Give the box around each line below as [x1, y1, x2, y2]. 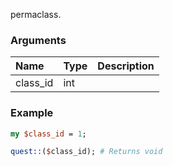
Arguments [10, 33, 67, 47]
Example [10, 106, 54, 120]
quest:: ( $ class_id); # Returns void [10, 147, 163, 157]
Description [97, 59, 155, 73]
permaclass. [10, 9, 62, 20]
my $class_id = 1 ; [10, 129, 87, 139]
